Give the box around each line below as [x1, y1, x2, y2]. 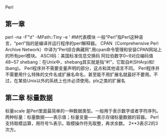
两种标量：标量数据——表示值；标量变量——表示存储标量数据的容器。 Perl [5, 114, 159, 120]
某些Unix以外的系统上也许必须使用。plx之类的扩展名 [18, 77, 126, 84]
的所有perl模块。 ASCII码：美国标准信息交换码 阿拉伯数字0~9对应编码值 [5, 52, 154, 59]
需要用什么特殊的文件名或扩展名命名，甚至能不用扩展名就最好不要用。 [9, 71, 154, 77]
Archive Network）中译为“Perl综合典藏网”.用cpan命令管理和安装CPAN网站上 [5, 46, 162, 52]
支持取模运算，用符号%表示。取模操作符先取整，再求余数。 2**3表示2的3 [5, 120, 159, 126]
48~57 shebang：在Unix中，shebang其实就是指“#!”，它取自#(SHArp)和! [5, 59, 155, 65]
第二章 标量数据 [5, 94, 53, 102]
